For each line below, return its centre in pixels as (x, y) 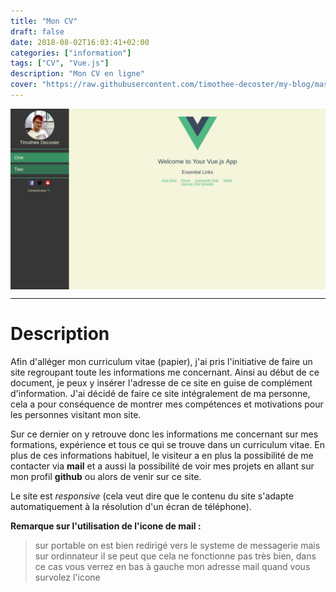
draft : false (37, 31)
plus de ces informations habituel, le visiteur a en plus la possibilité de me (162, 456)
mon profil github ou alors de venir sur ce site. (106, 477)
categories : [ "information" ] (71, 53)
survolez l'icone (67, 577)
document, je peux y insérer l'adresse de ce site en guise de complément (161, 383)
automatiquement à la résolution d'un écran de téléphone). (131, 507)
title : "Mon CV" (44, 21)
